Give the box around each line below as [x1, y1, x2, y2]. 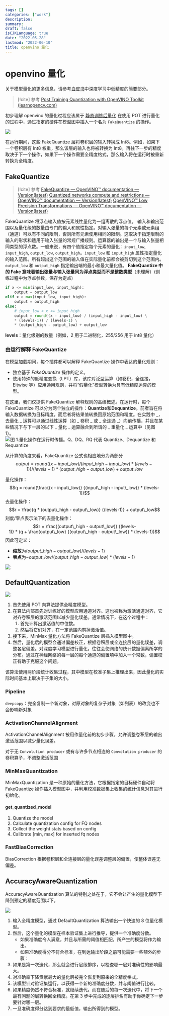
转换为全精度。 [5, 157, 36, 163]
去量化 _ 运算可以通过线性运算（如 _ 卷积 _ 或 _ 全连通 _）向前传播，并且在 [5, 417, 159, 424]
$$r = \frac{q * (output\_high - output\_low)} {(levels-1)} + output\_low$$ [9, 506, 160, 513]
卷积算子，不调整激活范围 [5, 754, 58, 760]
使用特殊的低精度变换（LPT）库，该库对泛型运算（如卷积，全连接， [12, 375, 153, 381]
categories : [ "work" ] [5, 12, 51, 17]
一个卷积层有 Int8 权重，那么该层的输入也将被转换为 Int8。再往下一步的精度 [5, 145, 162, 151]
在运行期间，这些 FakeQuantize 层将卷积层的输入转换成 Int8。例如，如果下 [5, 139, 160, 145]
